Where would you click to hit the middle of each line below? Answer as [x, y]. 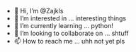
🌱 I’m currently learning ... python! [63, 26]
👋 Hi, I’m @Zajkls [39, 11]
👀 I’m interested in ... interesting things [70, 18]
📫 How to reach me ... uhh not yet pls [69, 41]
